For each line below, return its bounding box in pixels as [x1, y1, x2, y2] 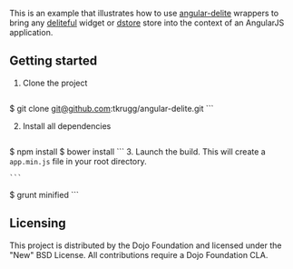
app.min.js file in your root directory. [9, 155, 147, 166]
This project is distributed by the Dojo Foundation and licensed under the [9, 240, 282, 251]
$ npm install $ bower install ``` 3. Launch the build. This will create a [9, 145, 266, 157]
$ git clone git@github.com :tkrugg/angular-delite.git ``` [9, 103, 214, 114]
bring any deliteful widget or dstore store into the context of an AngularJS [9, 17, 285, 28]
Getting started [9, 54, 98, 69]
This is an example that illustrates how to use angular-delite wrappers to [9, 8, 279, 18]
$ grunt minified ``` [9, 189, 79, 200]
